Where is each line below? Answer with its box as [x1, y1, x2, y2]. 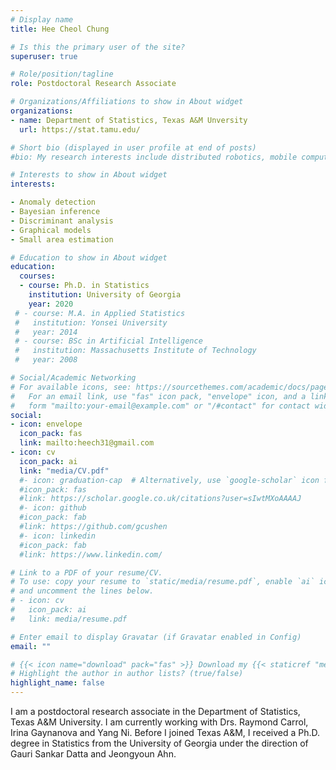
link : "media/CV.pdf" [19, 466, 110, 476]
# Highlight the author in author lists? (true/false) [10, 669, 244, 679]
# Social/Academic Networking [10, 373, 137, 383]
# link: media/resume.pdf [10, 614, 128, 624]
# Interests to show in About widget [10, 170, 168, 180]
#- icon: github [19, 503, 87, 513]
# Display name [10, 14, 74, 25]
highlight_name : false [10, 678, 105, 688]
